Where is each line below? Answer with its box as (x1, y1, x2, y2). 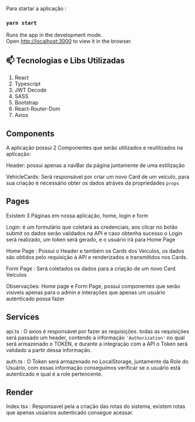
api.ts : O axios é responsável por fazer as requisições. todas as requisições (6, 327, 190, 334)
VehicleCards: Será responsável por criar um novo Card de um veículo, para (6, 173, 190, 180)
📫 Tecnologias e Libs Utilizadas (6, 55, 125, 65)
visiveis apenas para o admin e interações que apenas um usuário (6, 289, 166, 296)
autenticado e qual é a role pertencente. (6, 370, 103, 377)
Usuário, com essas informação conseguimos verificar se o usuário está (6, 364, 181, 371)
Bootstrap (14, 99, 39, 106)
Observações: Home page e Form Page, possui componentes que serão (6, 282, 180, 290)
